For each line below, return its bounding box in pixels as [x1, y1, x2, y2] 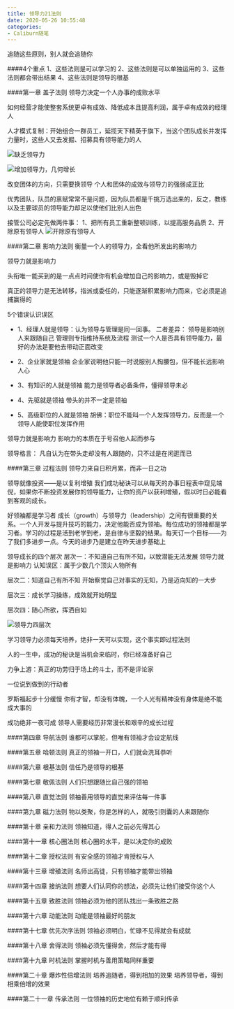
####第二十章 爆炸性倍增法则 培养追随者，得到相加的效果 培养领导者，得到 [7, 971, 224, 980]
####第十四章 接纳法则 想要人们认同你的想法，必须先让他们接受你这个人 [7, 882, 216, 890]
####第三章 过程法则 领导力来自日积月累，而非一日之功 [7, 464, 167, 473]
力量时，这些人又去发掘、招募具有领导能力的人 [7, 136, 141, 144]
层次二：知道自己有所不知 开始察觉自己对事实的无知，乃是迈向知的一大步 [7, 576, 217, 585]
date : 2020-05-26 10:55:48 [7, 17, 86, 24]
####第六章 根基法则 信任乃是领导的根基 [7, 763, 124, 771]
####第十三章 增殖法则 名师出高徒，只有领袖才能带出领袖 [7, 867, 173, 875]
